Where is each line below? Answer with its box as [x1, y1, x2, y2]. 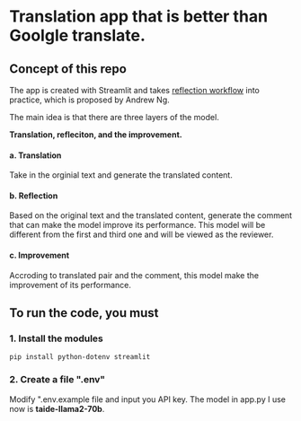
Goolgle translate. [9, 25, 146, 46]
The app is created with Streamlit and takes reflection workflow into [9, 85, 261, 95]
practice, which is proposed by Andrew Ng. [9, 94, 171, 105]
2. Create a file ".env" [9, 373, 106, 386]
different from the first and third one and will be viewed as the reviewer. [9, 229, 274, 240]
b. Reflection [9, 190, 58, 201]
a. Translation [9, 150, 62, 161]
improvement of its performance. [9, 279, 132, 290]
